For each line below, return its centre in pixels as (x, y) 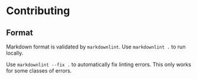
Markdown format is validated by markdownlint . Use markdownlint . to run (96, 47)
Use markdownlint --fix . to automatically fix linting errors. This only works (99, 64)
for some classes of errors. (39, 71)
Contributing (38, 11)
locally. (15, 53)
